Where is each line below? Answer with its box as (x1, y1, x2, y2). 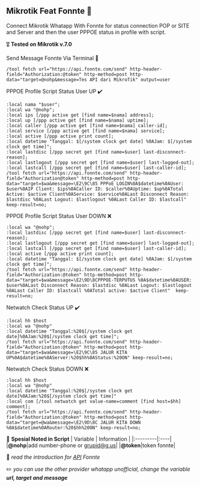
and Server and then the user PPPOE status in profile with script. (6, 28, 166, 36)
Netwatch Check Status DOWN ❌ (6, 365, 89, 372)
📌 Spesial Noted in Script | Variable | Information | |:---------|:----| (6, 435, 172, 442)
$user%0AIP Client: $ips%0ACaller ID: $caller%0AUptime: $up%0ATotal (6, 186, 184, 192)
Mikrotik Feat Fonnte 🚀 (6, 6, 92, 16)
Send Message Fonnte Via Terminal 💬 (6, 54, 99, 61)
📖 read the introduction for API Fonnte (6, 453, 100, 460)
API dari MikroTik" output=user (89, 77, 171, 83)
